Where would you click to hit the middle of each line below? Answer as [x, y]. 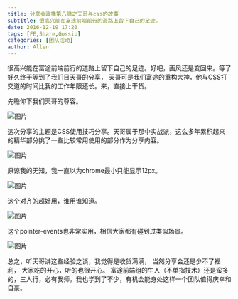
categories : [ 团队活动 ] [40, 41]
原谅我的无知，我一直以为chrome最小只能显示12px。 [85, 171]
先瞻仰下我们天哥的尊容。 [45, 101]
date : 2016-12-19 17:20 [43, 27]
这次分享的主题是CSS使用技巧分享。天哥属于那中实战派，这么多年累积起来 [117, 131]
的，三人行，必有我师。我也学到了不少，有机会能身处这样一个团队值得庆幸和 [119, 279]
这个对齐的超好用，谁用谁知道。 [54, 201]
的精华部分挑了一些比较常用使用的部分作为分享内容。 [85, 140]
